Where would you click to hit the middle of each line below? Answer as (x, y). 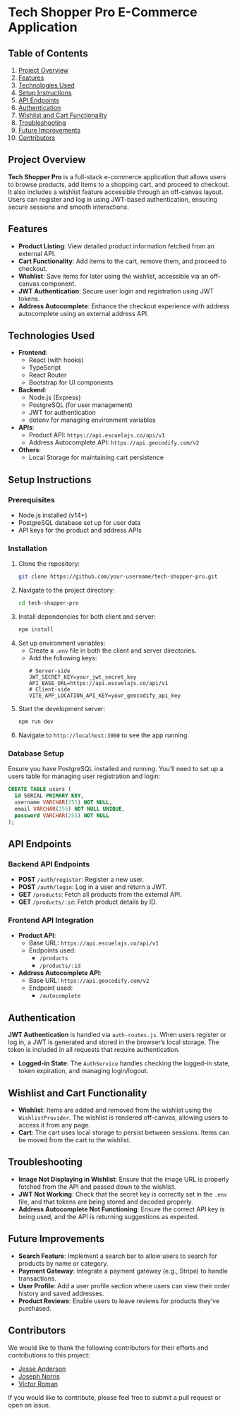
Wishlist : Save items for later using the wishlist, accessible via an (113, 276)
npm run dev (36, 722)
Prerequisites (31, 500)
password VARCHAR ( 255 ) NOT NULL (62, 816)
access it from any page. (54, 1125)
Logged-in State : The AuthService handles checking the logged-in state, (124, 1063)
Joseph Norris (39, 1376)
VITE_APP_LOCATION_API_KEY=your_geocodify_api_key (105, 696)
